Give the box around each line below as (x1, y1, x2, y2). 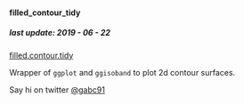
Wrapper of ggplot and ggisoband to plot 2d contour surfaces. (9, 67, 236, 77)
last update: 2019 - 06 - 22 (9, 28, 111, 38)
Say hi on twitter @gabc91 (9, 84, 105, 95)
